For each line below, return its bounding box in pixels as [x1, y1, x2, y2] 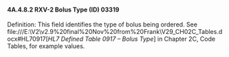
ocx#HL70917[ [7, 35, 48, 43]
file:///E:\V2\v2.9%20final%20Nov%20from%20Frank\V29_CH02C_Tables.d [7, 28, 223, 36]
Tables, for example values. [7, 42, 85, 50]
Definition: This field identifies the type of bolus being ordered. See [7, 20, 198, 28]
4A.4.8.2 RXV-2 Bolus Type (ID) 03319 [7, 5, 120, 14]
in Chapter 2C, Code [157, 35, 215, 43]
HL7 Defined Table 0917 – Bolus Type [47, 35, 154, 43]
